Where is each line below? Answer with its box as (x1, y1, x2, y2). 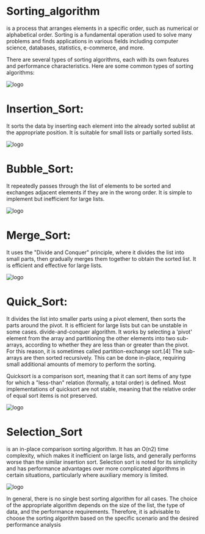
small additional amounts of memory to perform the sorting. (6, 360, 157, 368)
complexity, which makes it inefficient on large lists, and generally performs (6, 452, 196, 459)
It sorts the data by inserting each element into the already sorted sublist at (6, 122, 195, 130)
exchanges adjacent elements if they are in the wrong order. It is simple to (6, 188, 192, 196)
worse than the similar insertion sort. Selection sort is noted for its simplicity (6, 458, 197, 466)
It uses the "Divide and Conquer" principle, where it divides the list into (6, 249, 185, 256)
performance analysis (6, 521, 61, 528)
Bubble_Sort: (6, 162, 74, 176)
